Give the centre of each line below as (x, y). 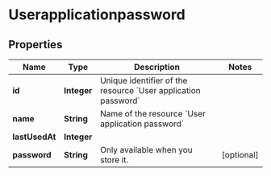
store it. (114, 160)
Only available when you (146, 150)
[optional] (240, 155)
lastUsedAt (34, 137)
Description (157, 67)
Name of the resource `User (152, 114)
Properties (35, 45)
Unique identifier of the (144, 80)
